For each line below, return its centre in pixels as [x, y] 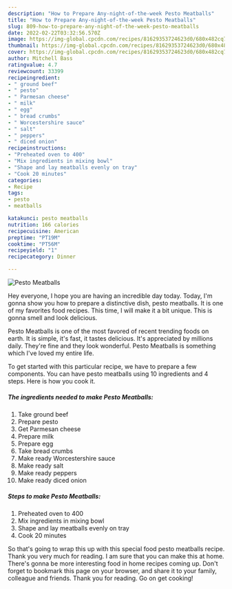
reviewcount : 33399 [36, 71]
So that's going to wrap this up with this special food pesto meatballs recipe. [116, 548]
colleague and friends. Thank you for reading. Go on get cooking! [101, 578]
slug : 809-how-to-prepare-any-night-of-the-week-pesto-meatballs [103, 26]
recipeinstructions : [38, 148]
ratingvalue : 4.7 [33, 65]
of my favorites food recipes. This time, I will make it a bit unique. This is [110, 310]
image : [17, 39]
